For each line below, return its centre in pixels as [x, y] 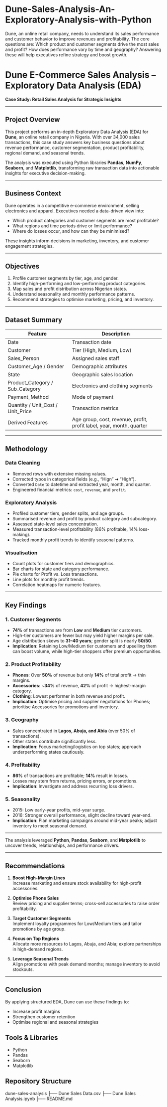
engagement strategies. [30, 246]
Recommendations [35, 866]
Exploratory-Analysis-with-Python [79, 20]
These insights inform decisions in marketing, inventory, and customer [77, 241]
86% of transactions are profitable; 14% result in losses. [70, 776]
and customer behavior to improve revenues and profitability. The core [78, 39]
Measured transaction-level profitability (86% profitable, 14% [75, 529]
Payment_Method [28, 397]
